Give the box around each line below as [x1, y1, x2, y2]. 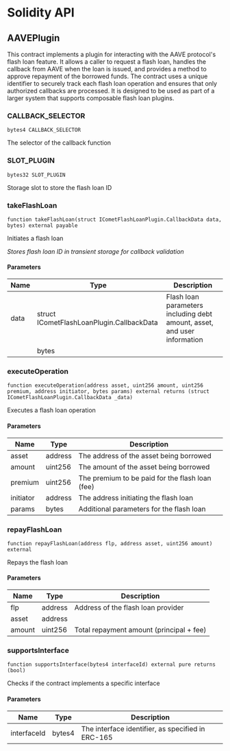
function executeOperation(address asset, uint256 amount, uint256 [7, 382, 204, 389]
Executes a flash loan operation [7, 406, 96, 414]
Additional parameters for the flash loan [78, 504, 206, 514]
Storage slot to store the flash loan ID [7, 183, 112, 191]
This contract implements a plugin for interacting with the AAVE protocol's [7, 50, 216, 58]
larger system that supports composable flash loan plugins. [7, 94, 175, 102]
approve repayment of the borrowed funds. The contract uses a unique [7, 72, 208, 80]
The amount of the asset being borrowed [78, 462, 210, 471]
